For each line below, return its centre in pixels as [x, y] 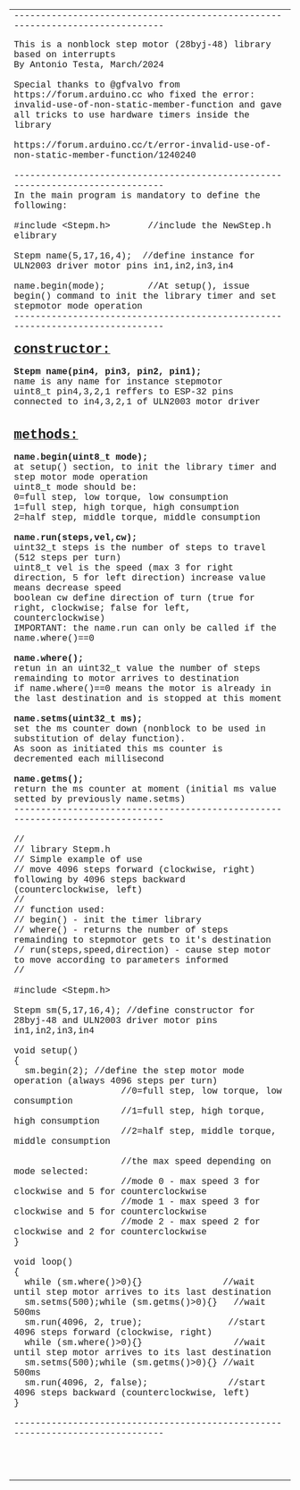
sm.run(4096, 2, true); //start [145, 1323]
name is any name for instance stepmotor [118, 382]
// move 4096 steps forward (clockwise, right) [135, 870]
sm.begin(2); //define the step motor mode [134, 1071]
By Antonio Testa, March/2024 [89, 65]
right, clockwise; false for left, [102, 608]
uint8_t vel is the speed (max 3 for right [124, 568]
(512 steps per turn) [68, 558]
